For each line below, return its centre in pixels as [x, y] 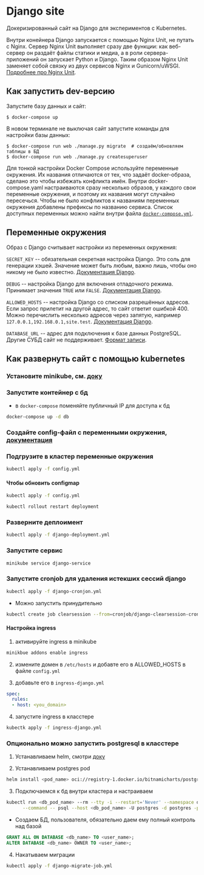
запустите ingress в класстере [54, 717]
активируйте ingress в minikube [56, 641]
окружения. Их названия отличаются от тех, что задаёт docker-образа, [99, 174]
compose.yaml [25, 188]
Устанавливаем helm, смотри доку [60, 757]
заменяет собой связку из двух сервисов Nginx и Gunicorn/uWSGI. [93, 66]
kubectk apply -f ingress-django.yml [54, 728]
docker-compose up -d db [38, 417]
